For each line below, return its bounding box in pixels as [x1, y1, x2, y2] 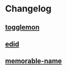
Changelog [5, 3, 52, 14]
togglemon [5, 23, 40, 31]
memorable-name [5, 57, 62, 65]
